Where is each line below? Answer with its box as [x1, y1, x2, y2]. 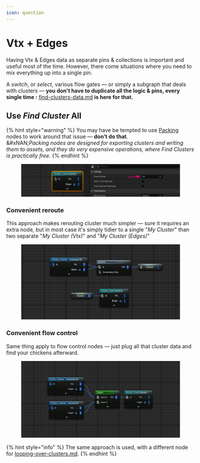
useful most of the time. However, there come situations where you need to [6, 62, 192, 70]
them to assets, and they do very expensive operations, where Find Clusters [6, 146, 195, 153]
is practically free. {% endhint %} [6, 152, 89, 159]
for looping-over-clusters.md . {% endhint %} [6, 450, 117, 457]
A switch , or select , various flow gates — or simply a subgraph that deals [6, 80, 187, 88]
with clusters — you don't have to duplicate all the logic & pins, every [6, 87, 180, 94]
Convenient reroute [6, 206, 64, 214]
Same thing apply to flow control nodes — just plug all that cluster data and [6, 342, 192, 350]
